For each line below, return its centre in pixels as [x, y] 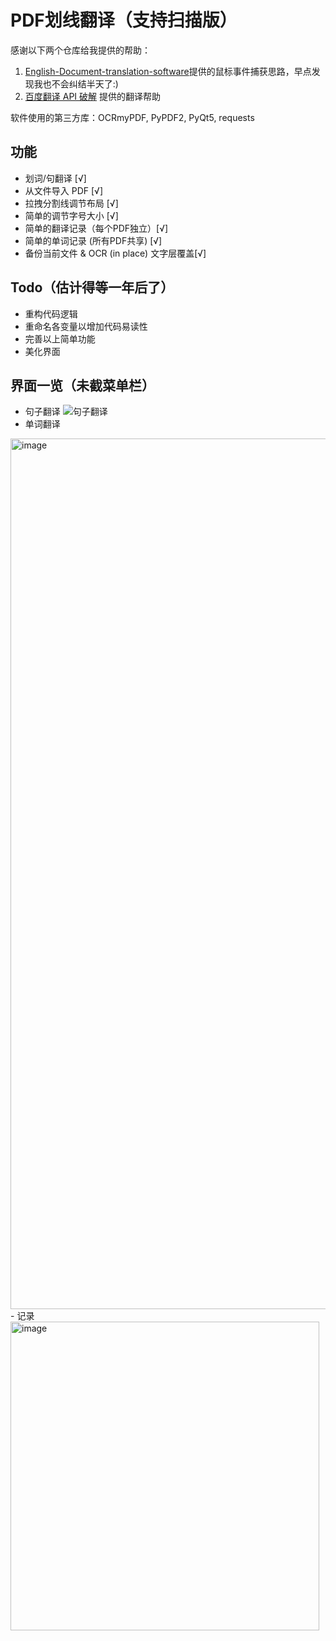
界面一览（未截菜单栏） [82, 385]
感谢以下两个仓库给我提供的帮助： [80, 50]
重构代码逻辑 [51, 313]
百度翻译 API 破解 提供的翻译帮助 [92, 96]
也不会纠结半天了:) [80, 83]
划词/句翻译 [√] [55, 178]
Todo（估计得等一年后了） [92, 287]
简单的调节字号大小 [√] [71, 215]
